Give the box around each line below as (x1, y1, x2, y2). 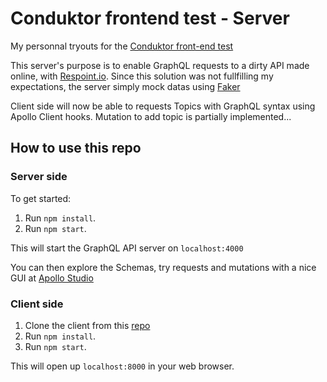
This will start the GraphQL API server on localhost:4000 (10, 242, 244, 254)
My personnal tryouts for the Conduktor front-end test (10, 40, 234, 52)
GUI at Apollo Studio (10, 272, 94, 284)
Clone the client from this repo (24, 319, 151, 331)
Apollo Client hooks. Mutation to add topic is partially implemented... (10, 110, 292, 122)
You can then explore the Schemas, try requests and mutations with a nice (10, 261, 317, 273)
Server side (10, 170, 68, 184)
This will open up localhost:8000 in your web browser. (10, 360, 235, 372)
